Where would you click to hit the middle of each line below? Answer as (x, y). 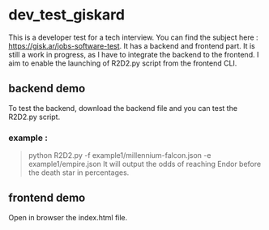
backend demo (47, 89)
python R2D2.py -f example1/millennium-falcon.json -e (120, 155)
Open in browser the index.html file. (68, 217)
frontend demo (47, 198)
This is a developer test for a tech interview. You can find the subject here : (133, 37)
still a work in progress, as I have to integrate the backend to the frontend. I (134, 54)
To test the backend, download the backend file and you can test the (123, 108)
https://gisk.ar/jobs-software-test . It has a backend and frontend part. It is (132, 45)
